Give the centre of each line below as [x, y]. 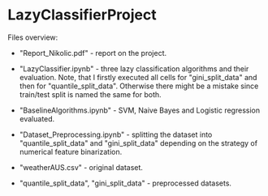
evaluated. [37, 118]
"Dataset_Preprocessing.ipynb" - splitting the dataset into [116, 134]
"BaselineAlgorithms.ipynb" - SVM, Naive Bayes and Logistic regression [140, 110]
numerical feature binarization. [71, 151]
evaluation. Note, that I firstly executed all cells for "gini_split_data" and [138, 77]
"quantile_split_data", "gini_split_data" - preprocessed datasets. [125, 183]
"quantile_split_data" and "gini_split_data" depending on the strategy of [138, 143]
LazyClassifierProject [82, 15]
